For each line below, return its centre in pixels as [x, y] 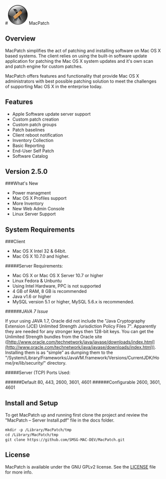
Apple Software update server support [51, 114]
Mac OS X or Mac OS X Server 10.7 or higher [58, 276]
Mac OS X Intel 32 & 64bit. [39, 251]
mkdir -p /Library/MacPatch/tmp [38, 430]
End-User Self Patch [33, 150]
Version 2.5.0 [26, 171]
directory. [57, 363]
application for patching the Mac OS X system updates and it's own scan [79, 61]
